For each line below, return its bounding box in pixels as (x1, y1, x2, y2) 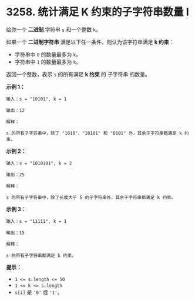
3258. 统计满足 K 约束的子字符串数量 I (6, 5, 189, 19)
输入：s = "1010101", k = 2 (6, 160, 72, 166)
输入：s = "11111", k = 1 (6, 218, 67, 224)
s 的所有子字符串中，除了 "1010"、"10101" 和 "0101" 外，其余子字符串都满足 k (6, 130, 182, 136)
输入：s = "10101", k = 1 (6, 96, 67, 102)
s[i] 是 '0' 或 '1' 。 (14, 289, 63, 296)
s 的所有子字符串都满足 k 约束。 (6, 252, 76, 259)
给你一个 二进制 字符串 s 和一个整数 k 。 (6, 26, 102, 33)
